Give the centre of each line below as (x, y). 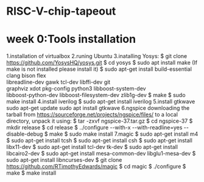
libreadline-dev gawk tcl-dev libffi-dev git (58, 82)
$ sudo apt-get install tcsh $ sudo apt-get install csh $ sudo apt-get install (100, 140)
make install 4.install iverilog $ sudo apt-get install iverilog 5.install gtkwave (101, 101)
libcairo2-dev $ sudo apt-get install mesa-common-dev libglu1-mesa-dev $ (101, 153)
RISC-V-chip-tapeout (61, 11)
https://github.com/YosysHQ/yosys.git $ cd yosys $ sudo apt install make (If (102, 63)
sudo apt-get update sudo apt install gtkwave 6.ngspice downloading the (98, 108)
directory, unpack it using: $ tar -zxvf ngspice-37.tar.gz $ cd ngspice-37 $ (100, 121)
